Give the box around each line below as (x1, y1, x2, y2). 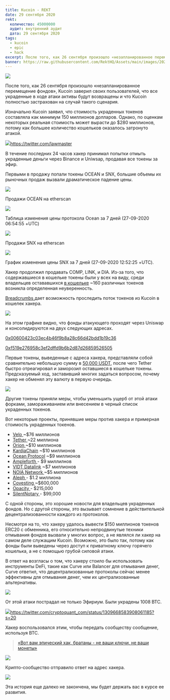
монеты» (17, 645, 37, 651)
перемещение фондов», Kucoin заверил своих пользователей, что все (5, 88, 158, 94)
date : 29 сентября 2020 (5, 12, 56, 17)
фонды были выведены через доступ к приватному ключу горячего (5, 543, 152, 549)
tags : (5, 36, 17, 41)
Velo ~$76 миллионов (12, 432, 60, 438)
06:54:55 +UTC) (5, 221, 39, 227)
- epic (10, 45, 24, 50)
